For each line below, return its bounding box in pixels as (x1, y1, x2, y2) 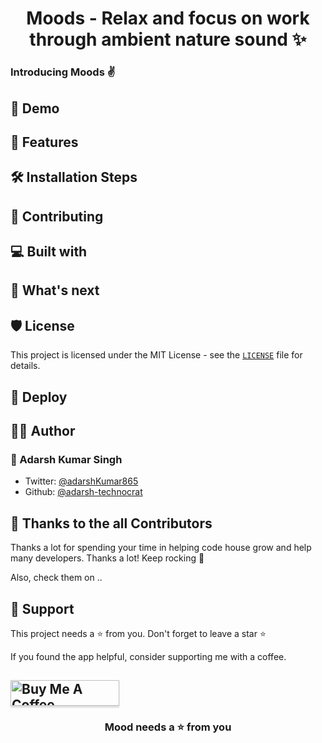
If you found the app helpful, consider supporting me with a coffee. (10, 650, 287, 662)
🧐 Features (10, 133, 79, 151)
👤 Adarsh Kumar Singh (10, 452, 123, 466)
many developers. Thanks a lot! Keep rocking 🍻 (10, 552, 205, 564)
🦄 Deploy (10, 388, 68, 406)
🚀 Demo (10, 100, 60, 117)
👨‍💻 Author (10, 423, 76, 440)
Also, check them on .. (10, 572, 103, 584)
